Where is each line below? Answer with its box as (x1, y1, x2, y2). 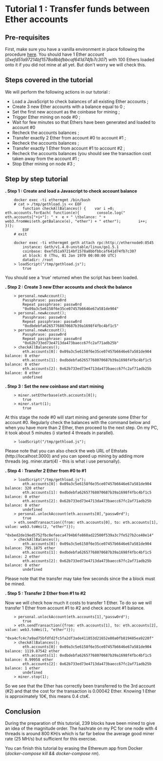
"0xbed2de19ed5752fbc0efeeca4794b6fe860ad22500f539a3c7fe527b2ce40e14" (5, 533, 154, 537)
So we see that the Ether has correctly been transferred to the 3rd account (5, 683, 155, 689)
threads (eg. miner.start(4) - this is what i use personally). (5, 458, 121, 464)
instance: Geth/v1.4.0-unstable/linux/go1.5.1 (22, 245, 119, 249)
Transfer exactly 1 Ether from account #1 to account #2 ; (12, 145, 125, 151)
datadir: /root (22, 257, 54, 262)
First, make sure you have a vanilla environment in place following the (5, 46, 145, 52)
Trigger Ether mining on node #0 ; (12, 114, 81, 120)
